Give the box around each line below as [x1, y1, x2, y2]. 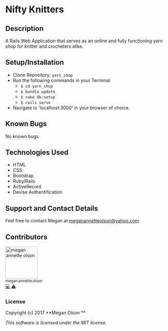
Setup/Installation [5, 58, 64, 67]
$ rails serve [20, 100, 51, 105]
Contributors [5, 233, 48, 241]
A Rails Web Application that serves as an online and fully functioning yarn [5, 38, 163, 44]
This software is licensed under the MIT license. [5, 320, 107, 326]
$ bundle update [20, 89, 55, 94]
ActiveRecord [12, 184, 42, 190]
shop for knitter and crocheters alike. [5, 43, 84, 49]
